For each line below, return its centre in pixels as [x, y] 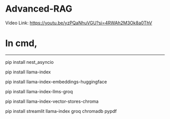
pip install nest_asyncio [30, 62]
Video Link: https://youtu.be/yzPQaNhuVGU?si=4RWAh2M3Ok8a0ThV [79, 23]
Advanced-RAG [39, 9]
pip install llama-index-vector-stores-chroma [52, 101]
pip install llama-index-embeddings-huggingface [56, 82]
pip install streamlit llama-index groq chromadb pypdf [61, 111]
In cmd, [21, 43]
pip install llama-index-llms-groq [39, 91]
